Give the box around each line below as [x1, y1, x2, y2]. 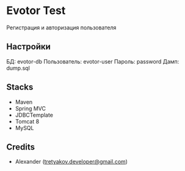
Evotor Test [6, 4, 66, 18]
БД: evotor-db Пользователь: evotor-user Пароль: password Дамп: [6, 57, 180, 65]
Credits [6, 142, 35, 152]
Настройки [6, 42, 51, 52]
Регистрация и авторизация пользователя [6, 24, 117, 31]
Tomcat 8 [15, 117, 40, 125]
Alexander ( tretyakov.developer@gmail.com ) [15, 158, 128, 166]
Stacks [6, 82, 34, 92]
